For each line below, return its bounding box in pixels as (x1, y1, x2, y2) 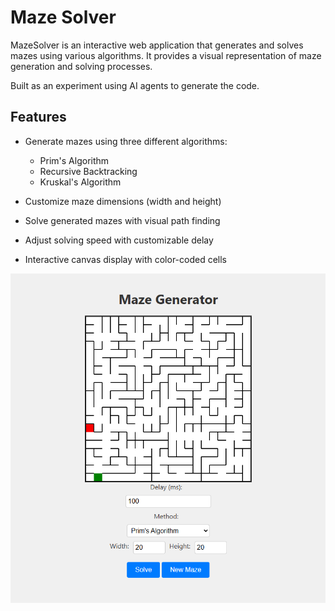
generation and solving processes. (10, 60, 153, 72)
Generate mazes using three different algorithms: (24, 135, 228, 147)
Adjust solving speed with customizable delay (24, 234, 214, 246)
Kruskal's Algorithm (39, 176, 122, 188)
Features (10, 109, 67, 126)
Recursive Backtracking (39, 165, 138, 177)
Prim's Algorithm (39, 154, 110, 166)
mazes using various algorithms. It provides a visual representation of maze (10, 49, 322, 61)
